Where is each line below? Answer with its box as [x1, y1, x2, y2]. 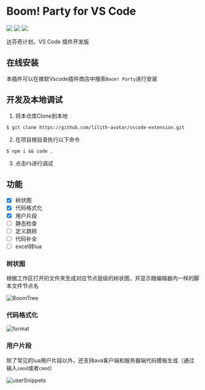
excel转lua [15, 242, 42, 250]
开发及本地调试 [6, 95, 63, 105]
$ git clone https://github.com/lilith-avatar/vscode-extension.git [6, 124, 185, 130]
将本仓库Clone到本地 [15, 112, 69, 119]
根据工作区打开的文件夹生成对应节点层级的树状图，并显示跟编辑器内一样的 [6, 274, 194, 282]
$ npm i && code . [6, 148, 53, 154]
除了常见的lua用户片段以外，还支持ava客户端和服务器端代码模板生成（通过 [6, 356, 195, 364]
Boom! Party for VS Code [6, 4, 136, 18]
